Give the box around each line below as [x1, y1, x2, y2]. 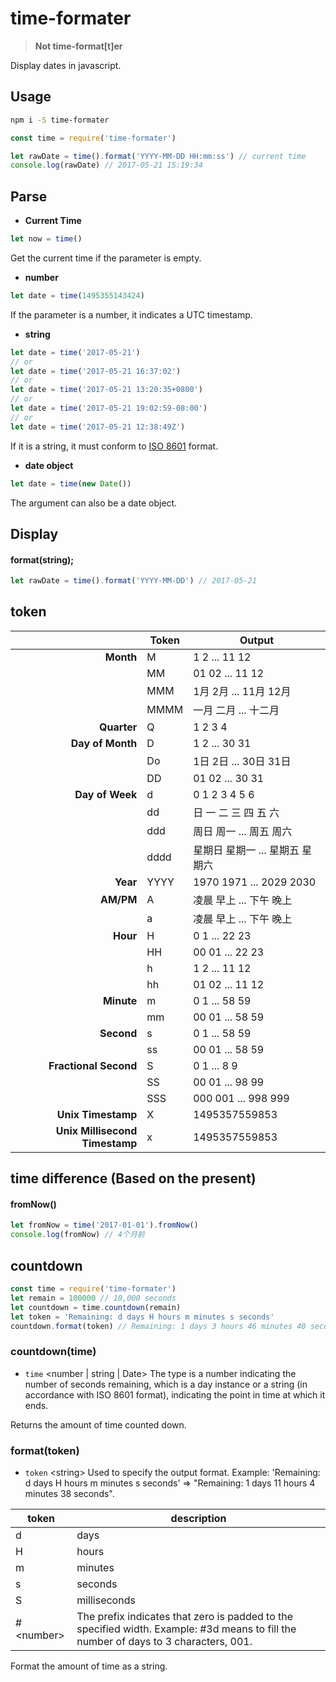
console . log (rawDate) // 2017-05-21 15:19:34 [10, 160, 203, 171]
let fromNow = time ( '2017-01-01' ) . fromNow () [10, 1220, 199, 1231]
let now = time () [10, 234, 83, 244]
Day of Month [70, 736, 138, 750]
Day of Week [74, 787, 138, 801]
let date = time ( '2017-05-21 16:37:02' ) [10, 366, 182, 376]
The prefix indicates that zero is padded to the [76, 1609, 294, 1623]
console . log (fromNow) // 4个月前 [10, 1230, 145, 1240]
